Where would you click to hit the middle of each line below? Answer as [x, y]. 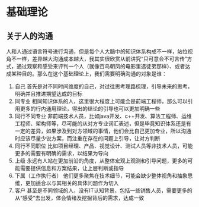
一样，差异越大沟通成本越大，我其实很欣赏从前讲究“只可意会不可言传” [102, 59]
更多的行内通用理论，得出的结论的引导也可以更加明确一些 [90, 109]
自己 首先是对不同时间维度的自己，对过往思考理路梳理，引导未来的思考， [104, 86]
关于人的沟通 [30, 36]
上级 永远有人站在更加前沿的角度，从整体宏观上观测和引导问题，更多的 [101, 161]
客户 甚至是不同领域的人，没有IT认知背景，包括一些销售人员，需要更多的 [103, 190]
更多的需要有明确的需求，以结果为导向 [61, 153]
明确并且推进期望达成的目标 [49, 94]
